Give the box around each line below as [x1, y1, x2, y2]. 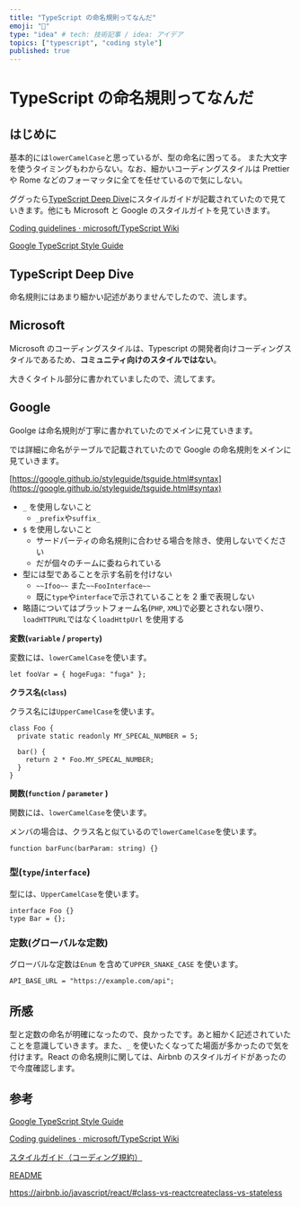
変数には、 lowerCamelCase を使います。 [9, 652, 152, 662]
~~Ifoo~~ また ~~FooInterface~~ [35, 580, 151, 590]
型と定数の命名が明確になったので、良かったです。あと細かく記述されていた [9, 1028, 292, 1039]
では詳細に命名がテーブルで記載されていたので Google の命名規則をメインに [9, 444, 292, 455]
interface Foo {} [9, 906, 75, 915]
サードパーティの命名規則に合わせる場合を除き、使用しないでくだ [35, 535, 279, 546]
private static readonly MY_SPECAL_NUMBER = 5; [17, 732, 199, 741]
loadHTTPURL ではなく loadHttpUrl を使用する [22, 613, 185, 625]
